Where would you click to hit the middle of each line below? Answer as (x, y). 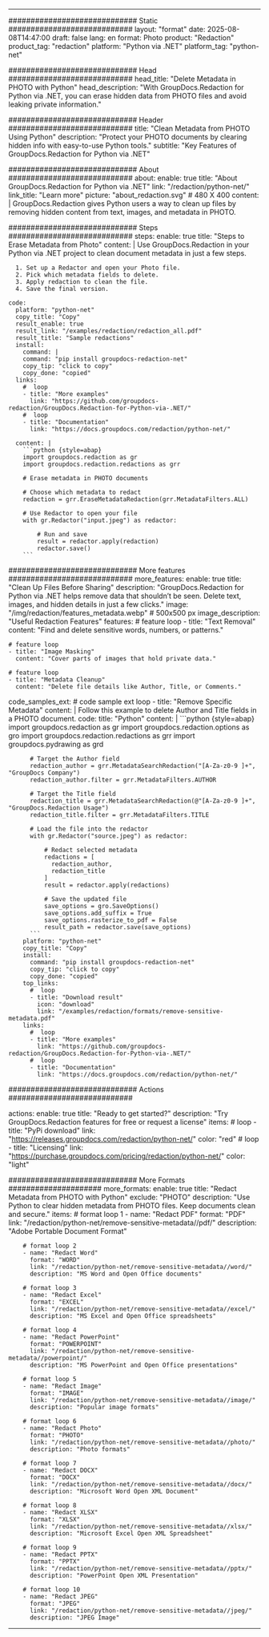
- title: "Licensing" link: (46, 1148)
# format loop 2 (50, 1246)
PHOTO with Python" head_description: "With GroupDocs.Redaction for (126, 87)
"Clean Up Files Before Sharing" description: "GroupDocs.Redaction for (126, 587)
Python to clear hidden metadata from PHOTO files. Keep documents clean (132, 1206)
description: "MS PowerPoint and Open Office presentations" (134, 1365)
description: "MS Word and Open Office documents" (116, 1274)
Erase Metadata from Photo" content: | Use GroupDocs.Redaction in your (129, 245)
